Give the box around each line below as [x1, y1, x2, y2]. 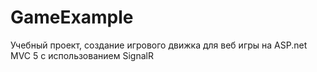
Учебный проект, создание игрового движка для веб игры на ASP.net [10, 39, 308, 51]
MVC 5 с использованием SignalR [10, 49, 154, 61]
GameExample [10, 6, 134, 29]
